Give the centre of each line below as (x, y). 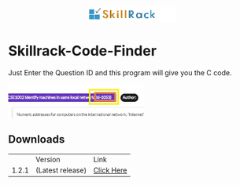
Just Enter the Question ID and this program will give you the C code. (120, 73)
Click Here (110, 170)
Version (48, 160)
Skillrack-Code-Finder (83, 51)
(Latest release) (61, 170)
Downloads (37, 139)
